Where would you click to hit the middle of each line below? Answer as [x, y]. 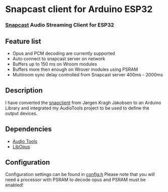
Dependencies [28, 129]
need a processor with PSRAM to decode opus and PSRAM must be [75, 180]
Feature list [23, 41]
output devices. [21, 113]
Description [24, 91]
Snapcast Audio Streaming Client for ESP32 [60, 25]
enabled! [14, 185]
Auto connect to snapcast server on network [59, 58]
